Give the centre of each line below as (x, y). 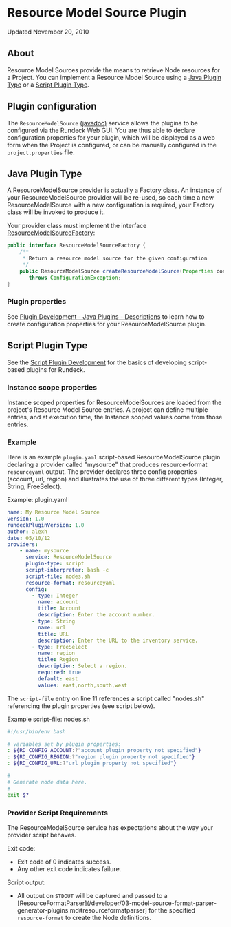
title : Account (59, 608)
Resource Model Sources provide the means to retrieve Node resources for (113, 70)
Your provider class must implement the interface (77, 226)
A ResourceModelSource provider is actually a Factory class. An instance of (114, 190)
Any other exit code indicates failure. (69, 868)
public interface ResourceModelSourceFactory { (77, 246)
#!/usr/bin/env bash (37, 731)
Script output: (26, 882)
